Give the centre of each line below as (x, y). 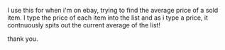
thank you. (23, 39)
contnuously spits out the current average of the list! (84, 25)
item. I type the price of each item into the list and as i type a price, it (108, 18)
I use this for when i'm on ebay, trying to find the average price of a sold (113, 10)
